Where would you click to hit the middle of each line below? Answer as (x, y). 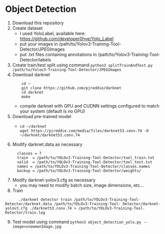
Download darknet (31, 74)
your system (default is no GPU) (52, 111)
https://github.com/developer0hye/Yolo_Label (67, 39)
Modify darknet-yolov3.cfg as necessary (54, 180)
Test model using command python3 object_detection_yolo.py (77, 222)
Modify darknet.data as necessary (47, 144)
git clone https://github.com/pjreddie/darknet (71, 88)
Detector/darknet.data (28, 204)
